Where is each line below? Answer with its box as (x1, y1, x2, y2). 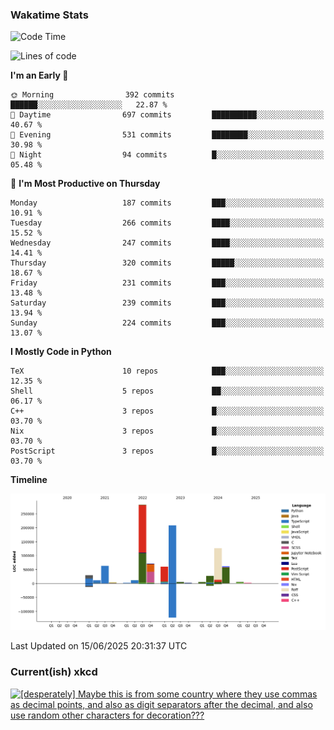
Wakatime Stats (10, 8, 89, 22)
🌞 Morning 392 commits (10, 90, 175, 100)
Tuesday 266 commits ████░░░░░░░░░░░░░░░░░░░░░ (10, 218, 325, 228)
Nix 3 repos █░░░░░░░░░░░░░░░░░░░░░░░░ (10, 426, 325, 437)
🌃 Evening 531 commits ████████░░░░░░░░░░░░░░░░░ (10, 130, 325, 140)
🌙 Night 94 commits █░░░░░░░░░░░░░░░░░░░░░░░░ (10, 150, 325, 160)
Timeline (10, 474, 48, 486)
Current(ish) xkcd (10, 665, 98, 679)
